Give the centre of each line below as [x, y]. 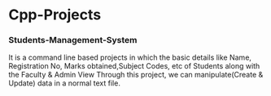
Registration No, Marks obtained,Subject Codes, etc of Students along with [134, 66]
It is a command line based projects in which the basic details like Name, [130, 57]
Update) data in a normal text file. [64, 83]
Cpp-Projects [55, 15]
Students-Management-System [73, 40]
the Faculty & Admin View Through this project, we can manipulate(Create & [136, 75]
